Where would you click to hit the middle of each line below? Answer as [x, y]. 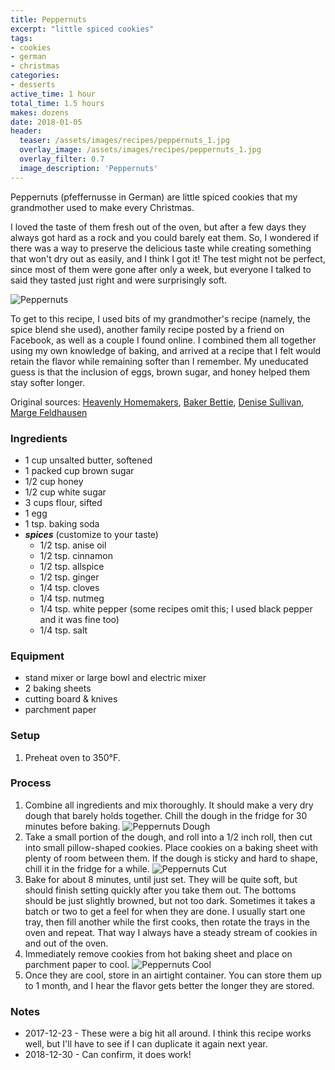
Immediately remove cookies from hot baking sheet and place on [158, 953]
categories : [35, 76]
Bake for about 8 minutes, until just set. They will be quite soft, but [161, 879]
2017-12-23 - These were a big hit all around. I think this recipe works [168, 1033]
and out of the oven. [66, 943]
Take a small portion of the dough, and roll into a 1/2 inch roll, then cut [168, 837]
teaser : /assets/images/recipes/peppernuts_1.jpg [124, 141]
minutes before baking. [72, 826]
